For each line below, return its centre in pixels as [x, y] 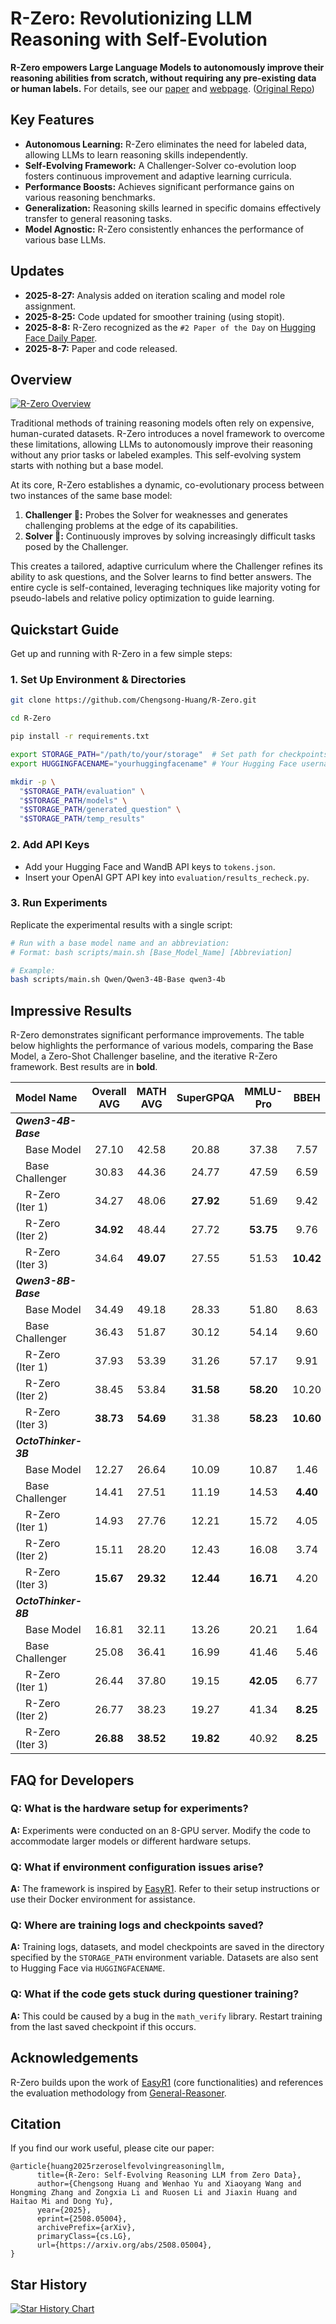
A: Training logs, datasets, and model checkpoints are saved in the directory [167, 1947]
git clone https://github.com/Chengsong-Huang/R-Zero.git [133, 700]
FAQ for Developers [72, 1780]
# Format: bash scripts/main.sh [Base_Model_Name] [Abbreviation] [151, 952]
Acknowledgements [74, 2058]
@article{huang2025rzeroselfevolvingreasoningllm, [118, 2167]
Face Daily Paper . [61, 338]
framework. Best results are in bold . [84, 1067]
